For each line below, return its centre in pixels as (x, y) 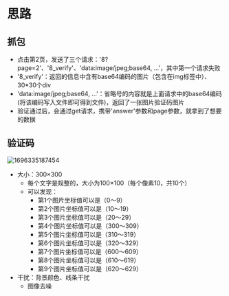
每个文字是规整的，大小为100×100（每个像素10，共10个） (109, 183)
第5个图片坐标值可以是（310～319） (88, 234)
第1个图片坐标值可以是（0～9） (82, 200)
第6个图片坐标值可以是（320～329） (90, 243)
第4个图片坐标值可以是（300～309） (90, 226)
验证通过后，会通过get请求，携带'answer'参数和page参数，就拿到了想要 (119, 111)
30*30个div (34, 85)
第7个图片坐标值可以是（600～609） (90, 251)
